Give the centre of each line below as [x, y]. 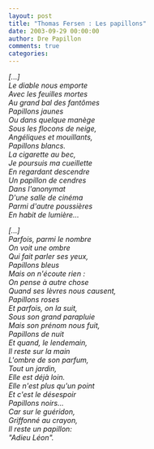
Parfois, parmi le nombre [50, 239]
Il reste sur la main [39, 351]
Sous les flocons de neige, [53, 128]
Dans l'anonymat [37, 189]
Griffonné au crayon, [43, 420]
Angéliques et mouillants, [51, 137]
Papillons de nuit [36, 334]
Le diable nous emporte [48, 85]
